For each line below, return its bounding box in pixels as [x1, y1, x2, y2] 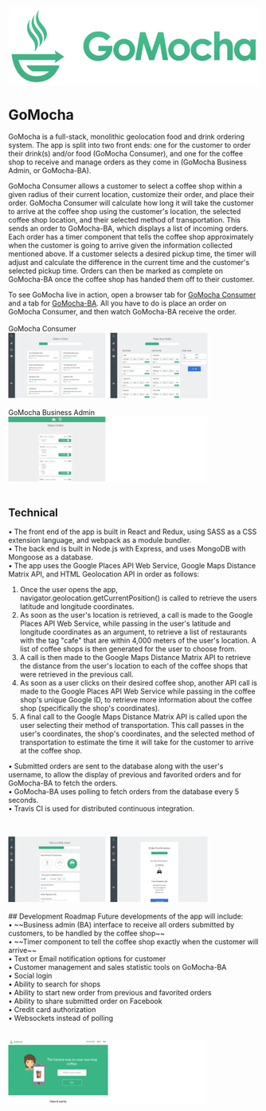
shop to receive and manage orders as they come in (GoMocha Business [8, 157, 247, 167]
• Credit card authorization [8, 1004, 96, 1014]
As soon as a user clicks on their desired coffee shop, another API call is [19, 678, 257, 688]
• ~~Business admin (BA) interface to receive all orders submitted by [8, 919, 235, 929]
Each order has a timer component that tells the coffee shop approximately [8, 232, 254, 242]
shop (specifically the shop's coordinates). [19, 704, 161, 714]
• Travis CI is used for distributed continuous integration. [8, 804, 195, 813]
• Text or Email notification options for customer [8, 954, 166, 963]
